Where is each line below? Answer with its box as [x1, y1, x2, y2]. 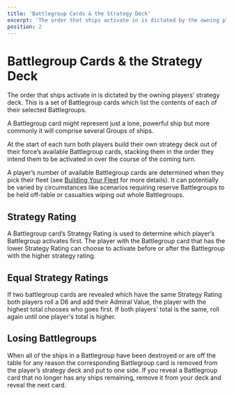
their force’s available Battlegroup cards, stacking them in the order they [7, 148, 214, 156]
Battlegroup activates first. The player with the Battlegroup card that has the [7, 237, 226, 245]
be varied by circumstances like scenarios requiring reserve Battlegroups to [7, 183, 225, 192]
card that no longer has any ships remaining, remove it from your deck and [7, 373, 221, 382]
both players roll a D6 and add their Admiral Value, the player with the [7, 297, 207, 306]
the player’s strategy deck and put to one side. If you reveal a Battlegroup [7, 366, 218, 374]
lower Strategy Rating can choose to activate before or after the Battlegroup [7, 245, 225, 253]
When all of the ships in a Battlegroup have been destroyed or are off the [7, 351, 217, 359]
